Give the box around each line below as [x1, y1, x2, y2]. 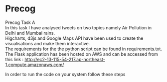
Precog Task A [5, 19, 35, 25]
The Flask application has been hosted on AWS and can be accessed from [5, 51, 159, 57]
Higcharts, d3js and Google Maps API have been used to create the [5, 35, 144, 41]
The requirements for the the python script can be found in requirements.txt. [5, 46, 162, 52]
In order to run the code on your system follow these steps [5, 71, 126, 77]
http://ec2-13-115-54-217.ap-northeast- [24, 56, 106, 62]
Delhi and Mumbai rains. [5, 30, 55, 36]
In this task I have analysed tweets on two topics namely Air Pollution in [5, 24, 152, 30]
